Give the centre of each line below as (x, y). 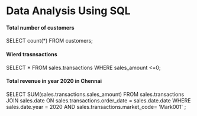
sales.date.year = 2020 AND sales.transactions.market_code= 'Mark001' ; (96, 107)
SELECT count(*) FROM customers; (49, 41)
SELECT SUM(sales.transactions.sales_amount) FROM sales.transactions (95, 94)
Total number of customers (41, 27)
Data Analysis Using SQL (69, 11)
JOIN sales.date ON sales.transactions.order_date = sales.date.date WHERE (98, 100)
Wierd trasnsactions (32, 54)
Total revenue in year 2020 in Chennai (54, 81)
